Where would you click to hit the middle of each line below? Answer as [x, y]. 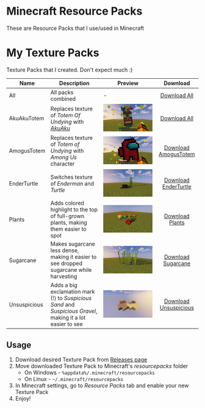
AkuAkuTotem [27, 118]
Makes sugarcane [73, 244]
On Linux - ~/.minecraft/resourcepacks [74, 379]
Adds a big [64, 285]
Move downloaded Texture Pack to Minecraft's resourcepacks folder [102, 366]
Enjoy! [23, 398]
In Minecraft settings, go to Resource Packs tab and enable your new [102, 385]
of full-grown [67, 216]
